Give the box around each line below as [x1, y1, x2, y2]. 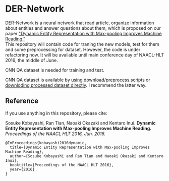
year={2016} [10, 167, 35, 172]
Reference [5, 97, 39, 105]
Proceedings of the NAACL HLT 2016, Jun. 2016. [5, 131, 106, 137]
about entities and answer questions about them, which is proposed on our [5, 25, 161, 31]
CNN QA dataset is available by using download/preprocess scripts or [5, 77, 150, 83]
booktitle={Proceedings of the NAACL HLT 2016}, [10, 162, 114, 167]
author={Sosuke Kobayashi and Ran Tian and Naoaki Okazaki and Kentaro [10, 153, 164, 159]
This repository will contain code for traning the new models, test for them [5, 41, 159, 47]
